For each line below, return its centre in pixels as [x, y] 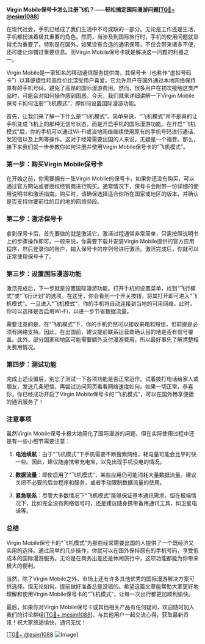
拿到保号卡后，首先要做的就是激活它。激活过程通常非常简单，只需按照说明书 [103, 233]
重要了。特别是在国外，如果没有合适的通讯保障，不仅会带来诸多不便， [110, 44]
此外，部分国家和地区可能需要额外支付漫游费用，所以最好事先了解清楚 [105, 339]
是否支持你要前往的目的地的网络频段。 [54, 202]
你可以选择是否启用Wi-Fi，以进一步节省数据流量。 [69, 311]
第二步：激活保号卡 [34, 219]
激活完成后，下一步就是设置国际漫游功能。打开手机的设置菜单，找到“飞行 [99, 288]
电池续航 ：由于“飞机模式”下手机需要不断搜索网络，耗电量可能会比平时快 [106, 454]
